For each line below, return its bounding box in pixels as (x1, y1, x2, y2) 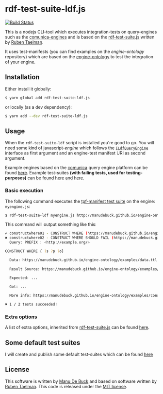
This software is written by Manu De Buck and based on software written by (5, 378, 157, 384)
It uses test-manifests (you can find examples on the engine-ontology (5, 49, 145, 54)
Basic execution (5, 187, 44, 194)
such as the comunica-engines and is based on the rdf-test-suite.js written (5, 34, 155, 40)
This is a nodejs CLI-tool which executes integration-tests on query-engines (5, 29, 157, 34)
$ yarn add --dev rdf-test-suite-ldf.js (5, 113, 88, 119)
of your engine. (5, 59, 35, 65)
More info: (9, 293, 32, 298)
